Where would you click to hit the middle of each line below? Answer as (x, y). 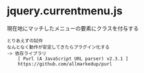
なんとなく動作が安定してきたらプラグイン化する (58, 47)
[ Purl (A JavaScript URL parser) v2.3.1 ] (73, 59)
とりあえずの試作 (25, 41)
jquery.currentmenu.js (65, 11)
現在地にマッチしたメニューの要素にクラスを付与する (73, 28)
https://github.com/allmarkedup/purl (65, 64)
